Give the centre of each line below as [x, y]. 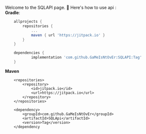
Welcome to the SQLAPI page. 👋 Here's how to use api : [61, 8]
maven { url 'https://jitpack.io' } [68, 35]
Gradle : [13, 13]
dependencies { [29, 53]
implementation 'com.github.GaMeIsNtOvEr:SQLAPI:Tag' [86, 58]
